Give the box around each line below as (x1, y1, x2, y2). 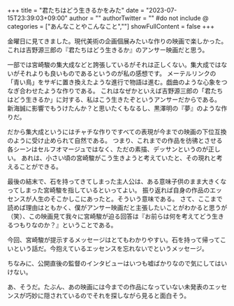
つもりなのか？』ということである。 (13, 221, 117, 229)
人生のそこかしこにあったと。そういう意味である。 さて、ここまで (31, 194, 223, 203)
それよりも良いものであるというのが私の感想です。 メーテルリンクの (19, 69, 217, 77)
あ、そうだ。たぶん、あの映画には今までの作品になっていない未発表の (7, 283, 209, 291)
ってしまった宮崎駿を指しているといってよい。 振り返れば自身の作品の (7, 186, 210, 194)
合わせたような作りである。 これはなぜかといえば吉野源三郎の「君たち (19, 86, 224, 95)
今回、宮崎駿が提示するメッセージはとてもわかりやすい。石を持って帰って (7, 236, 221, 244)
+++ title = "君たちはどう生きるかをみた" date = (7, 6, 145, 14)
